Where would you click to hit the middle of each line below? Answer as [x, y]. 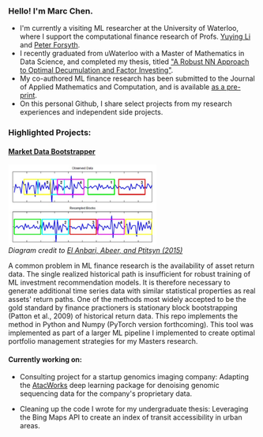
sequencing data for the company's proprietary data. [106, 394]
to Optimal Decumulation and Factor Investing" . [96, 70]
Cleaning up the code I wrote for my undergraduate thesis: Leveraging [134, 409]
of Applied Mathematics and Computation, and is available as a [122, 87]
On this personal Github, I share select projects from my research [126, 104]
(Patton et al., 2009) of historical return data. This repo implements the [123, 316]
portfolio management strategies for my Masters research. [103, 341]
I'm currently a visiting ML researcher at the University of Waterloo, [129, 28]
